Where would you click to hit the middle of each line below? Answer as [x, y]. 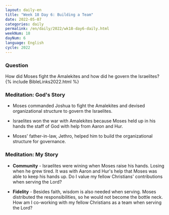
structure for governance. [39, 142]
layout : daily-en [23, 10]
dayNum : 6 [16, 38]
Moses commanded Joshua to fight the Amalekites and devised [79, 106]
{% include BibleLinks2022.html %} [42, 81]
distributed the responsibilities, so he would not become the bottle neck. [88, 197]
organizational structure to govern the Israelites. [62, 111]
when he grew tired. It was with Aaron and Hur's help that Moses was [85, 171]
